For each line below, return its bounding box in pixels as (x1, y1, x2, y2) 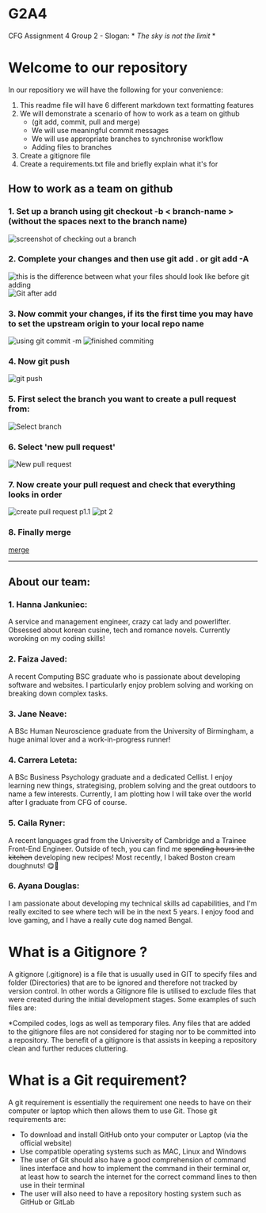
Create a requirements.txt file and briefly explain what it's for (19, 159, 218, 169)
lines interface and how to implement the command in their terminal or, (19, 1163, 251, 1173)
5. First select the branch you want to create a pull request (8, 394, 237, 405)
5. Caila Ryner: (8, 818, 66, 829)
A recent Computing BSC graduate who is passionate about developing (8, 671, 241, 681)
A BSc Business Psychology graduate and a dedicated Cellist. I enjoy (8, 772, 234, 782)
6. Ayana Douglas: (8, 880, 80, 891)
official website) (19, 1138, 73, 1147)
